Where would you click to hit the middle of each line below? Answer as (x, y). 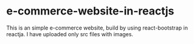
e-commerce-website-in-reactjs (90, 11)
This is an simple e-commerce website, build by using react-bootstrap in (97, 28)
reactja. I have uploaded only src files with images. (70, 34)
